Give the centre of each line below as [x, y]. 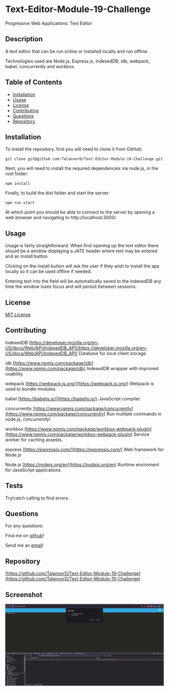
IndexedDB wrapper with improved [122, 368]
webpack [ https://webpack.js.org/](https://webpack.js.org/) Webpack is [80, 383]
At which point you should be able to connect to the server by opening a [80, 212]
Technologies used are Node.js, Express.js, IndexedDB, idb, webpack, [77, 61]
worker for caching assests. [34, 439]
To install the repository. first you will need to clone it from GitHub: [74, 149]
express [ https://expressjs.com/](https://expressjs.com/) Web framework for [84, 449]
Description [24, 39]
